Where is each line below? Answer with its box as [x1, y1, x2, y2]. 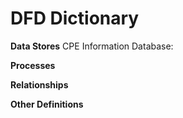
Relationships [10, 78, 69, 91]
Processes [10, 59, 56, 71]
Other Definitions [10, 98, 84, 110]
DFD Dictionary [10, 7, 140, 30]
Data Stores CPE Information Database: [10, 40, 174, 52]
